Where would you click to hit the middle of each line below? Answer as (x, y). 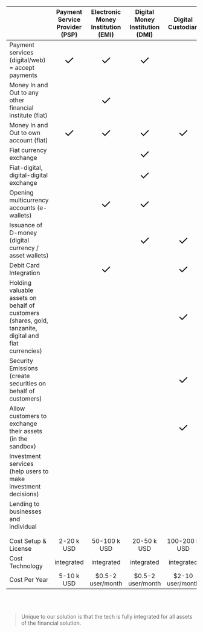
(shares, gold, (29, 321)
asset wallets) (29, 255)
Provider (69, 27)
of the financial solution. (51, 623)
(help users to (29, 471)
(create (20, 376)
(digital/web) (27, 60)
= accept (22, 68)
